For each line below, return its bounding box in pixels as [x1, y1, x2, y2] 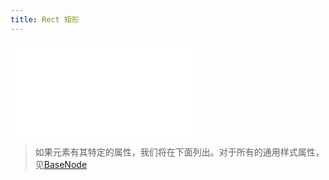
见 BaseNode [34, 158, 88, 170]
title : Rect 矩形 [10, 14, 80, 25]
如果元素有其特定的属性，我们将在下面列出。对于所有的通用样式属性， [34, 146, 325, 158]
